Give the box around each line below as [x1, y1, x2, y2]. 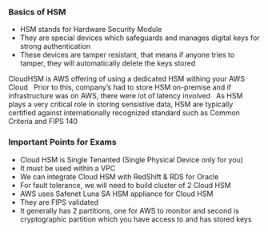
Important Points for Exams [8, 137, 118, 148]
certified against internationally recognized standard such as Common [8, 108, 240, 118]
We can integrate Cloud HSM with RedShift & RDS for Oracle [19, 171, 219, 182]
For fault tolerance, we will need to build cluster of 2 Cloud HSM [19, 180, 231, 190]
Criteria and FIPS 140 [8, 117, 78, 126]
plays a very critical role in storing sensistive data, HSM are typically [8, 99, 234, 110]
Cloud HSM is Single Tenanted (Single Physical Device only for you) [19, 154, 244, 164]
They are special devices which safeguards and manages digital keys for [19, 33, 260, 42]
